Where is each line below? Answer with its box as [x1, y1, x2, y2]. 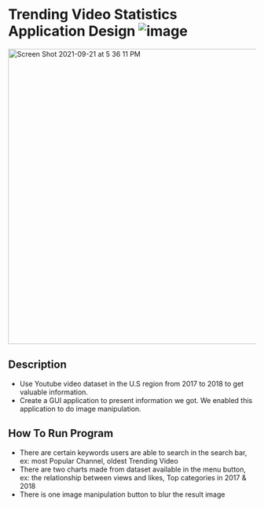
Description [8, 358, 67, 372]
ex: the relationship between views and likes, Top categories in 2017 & [19, 472, 247, 482]
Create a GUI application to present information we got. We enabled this [19, 395, 253, 405]
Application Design [8, 22, 136, 40]
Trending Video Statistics [8, 6, 178, 24]
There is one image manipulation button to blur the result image [19, 490, 225, 499]
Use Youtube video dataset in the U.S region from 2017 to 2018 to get [19, 379, 244, 388]
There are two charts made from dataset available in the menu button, [19, 464, 246, 474]
